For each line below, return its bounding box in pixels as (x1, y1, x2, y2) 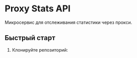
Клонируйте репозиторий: (12, 47, 68, 53)
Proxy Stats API (5, 3, 71, 14)
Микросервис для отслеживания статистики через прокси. (5, 19, 132, 25)
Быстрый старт (5, 34, 56, 42)
